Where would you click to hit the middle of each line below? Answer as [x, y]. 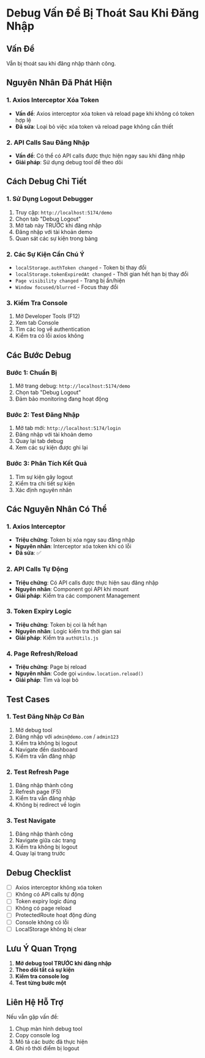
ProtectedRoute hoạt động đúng [56, 915]
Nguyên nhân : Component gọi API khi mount [72, 589]
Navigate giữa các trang [46, 841]
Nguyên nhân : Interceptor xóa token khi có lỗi [73, 546]
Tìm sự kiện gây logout [44, 477]
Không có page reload [43, 908]
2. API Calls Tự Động [37, 569]
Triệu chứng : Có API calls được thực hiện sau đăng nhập [87, 583]
